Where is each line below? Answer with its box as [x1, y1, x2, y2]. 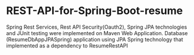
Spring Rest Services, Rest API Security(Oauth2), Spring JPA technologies [6, 23, 187, 30]
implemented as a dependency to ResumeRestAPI [6, 42, 128, 49]
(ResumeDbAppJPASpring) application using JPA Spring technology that [6, 36, 183, 43]
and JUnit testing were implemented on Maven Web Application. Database [6, 29, 188, 36]
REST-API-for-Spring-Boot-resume [6, 4, 183, 18]
